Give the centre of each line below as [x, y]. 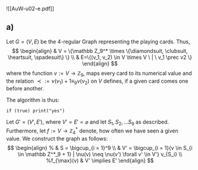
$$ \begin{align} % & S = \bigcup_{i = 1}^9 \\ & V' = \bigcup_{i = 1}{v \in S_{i [100, 147]
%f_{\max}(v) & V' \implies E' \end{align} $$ [100, 160]
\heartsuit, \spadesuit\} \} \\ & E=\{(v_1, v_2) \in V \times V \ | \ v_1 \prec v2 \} [100, 57]
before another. [25, 89]
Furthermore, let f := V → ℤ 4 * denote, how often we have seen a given [92, 131]
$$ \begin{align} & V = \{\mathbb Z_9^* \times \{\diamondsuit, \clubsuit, [100, 51]
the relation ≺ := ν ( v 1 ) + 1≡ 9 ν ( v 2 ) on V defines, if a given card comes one [97, 81]
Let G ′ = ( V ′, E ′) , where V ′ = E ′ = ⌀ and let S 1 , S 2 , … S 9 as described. [88, 123]
